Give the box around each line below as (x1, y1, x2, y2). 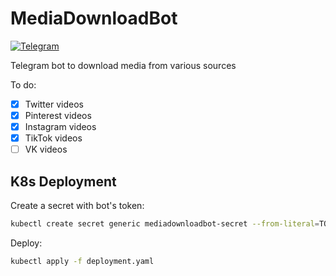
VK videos (24, 143, 68, 156)
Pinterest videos (24, 110, 92, 121)
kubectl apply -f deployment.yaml (10, 256, 155, 266)
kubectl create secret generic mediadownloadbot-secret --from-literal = (10, 219, 320, 229)
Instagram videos (24, 121, 97, 133)
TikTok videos (24, 132, 83, 144)
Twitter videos (24, 98, 84, 110)
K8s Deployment (10, 173, 117, 190)
